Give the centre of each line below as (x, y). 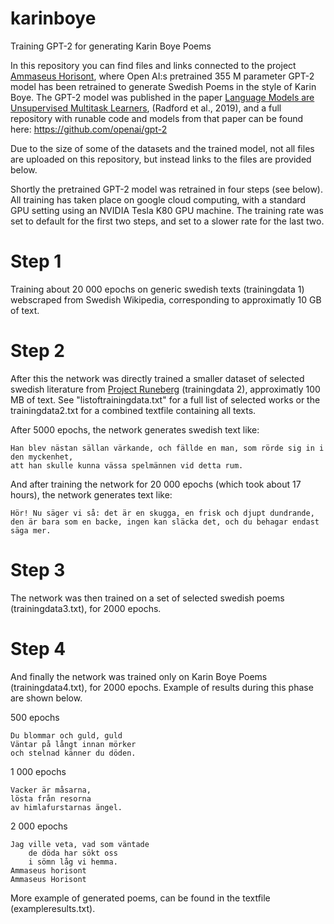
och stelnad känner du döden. (73, 753)
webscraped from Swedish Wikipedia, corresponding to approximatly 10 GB (166, 299)
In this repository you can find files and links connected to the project (153, 65)
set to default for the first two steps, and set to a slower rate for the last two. (167, 221)
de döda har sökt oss (73, 853)
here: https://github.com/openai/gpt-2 (89, 129)
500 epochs (35, 717)
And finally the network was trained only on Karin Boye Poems (139, 676)
